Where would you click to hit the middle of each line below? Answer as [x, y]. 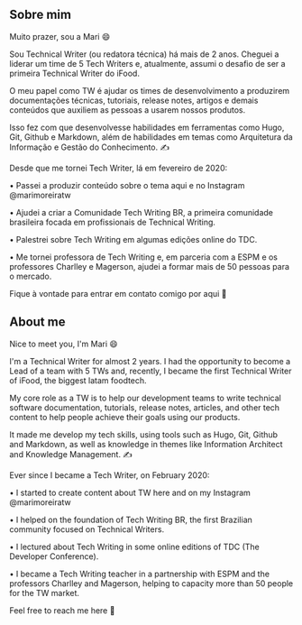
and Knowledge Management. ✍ [71, 454]
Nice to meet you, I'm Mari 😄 [64, 344]
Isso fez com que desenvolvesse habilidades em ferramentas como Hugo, [147, 127]
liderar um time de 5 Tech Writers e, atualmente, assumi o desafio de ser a [147, 63]
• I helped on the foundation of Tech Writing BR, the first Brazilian [131, 519]
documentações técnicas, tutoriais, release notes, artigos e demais [134, 100]
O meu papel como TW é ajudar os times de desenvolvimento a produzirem [150, 90]
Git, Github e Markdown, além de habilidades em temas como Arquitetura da [151, 137]
